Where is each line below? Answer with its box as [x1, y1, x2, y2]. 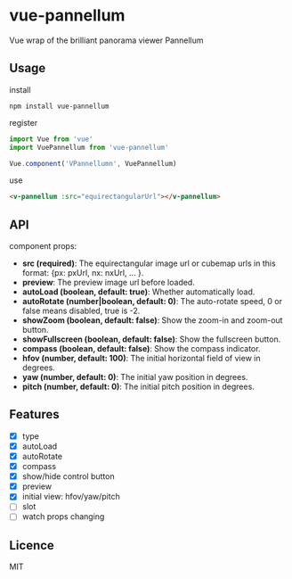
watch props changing [21, 511, 105, 522]
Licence [9, 537, 55, 553]
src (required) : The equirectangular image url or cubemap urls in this [21, 258, 276, 269]
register [9, 117, 38, 128]
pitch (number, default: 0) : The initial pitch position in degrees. [21, 381, 255, 393]
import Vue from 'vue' [9, 135, 93, 144]
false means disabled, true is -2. [21, 305, 141, 317]
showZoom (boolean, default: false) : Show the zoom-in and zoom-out [21, 315, 283, 326]
